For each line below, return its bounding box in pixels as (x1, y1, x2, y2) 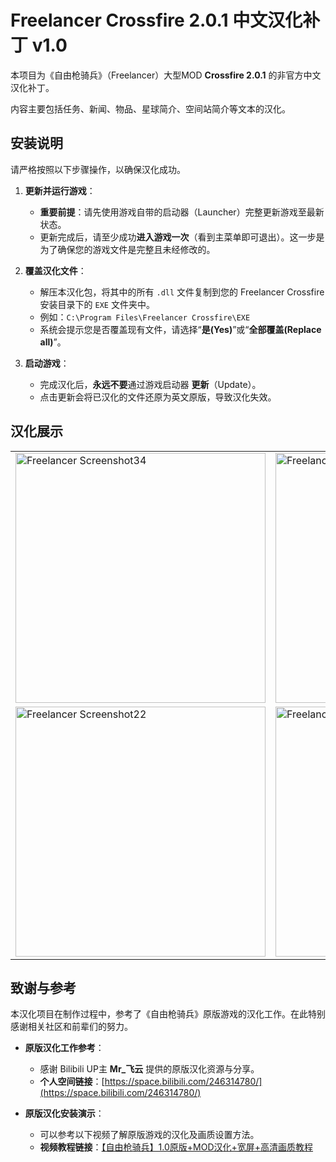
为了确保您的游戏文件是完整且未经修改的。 (39, 243, 216, 255)
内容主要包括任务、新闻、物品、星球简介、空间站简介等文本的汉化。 (10, 102, 291, 115)
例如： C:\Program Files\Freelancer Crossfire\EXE (39, 311, 251, 323)
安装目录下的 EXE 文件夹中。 (39, 298, 155, 310)
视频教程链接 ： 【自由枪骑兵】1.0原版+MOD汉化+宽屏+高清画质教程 (39, 1141, 314, 1153)
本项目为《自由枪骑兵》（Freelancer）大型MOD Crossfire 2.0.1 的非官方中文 (10, 69, 322, 81)
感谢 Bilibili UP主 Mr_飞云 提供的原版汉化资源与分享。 (39, 1063, 260, 1075)
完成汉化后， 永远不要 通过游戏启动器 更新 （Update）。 (39, 378, 262, 390)
